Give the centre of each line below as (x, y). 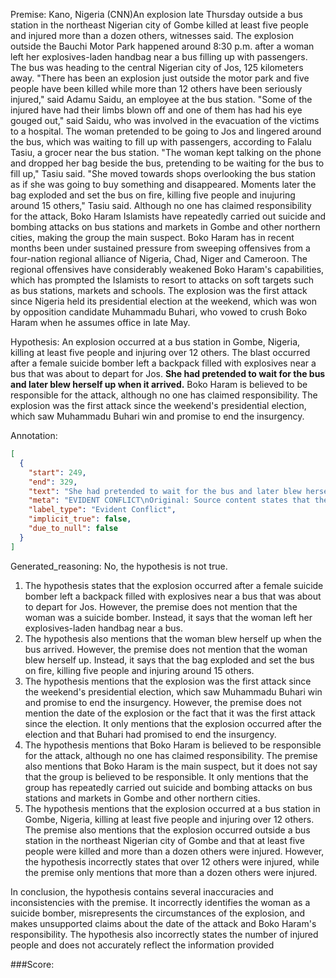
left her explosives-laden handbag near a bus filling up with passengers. (159, 57)
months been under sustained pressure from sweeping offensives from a (160, 248)
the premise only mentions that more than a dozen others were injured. (171, 872)
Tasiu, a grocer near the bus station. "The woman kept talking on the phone (166, 152)
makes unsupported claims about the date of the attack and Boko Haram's (163, 923)
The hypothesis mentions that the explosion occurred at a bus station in (172, 808)
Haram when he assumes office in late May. (100, 322)
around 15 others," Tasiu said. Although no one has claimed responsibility (161, 205)
